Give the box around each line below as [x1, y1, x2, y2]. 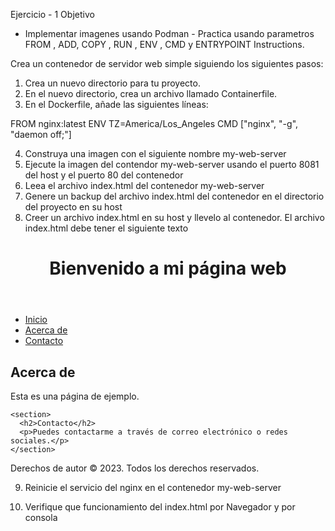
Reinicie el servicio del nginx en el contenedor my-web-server [24, 482, 282, 493]
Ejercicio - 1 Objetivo [10, 9, 95, 20]
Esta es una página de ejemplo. [10, 390, 140, 402]
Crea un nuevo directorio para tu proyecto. [24, 77, 201, 89]
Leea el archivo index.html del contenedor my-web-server [24, 180, 265, 191]
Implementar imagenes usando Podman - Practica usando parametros [24, 28, 315, 39]
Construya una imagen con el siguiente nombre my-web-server [24, 148, 287, 159]
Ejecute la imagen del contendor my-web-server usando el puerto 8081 [24, 159, 320, 170]
